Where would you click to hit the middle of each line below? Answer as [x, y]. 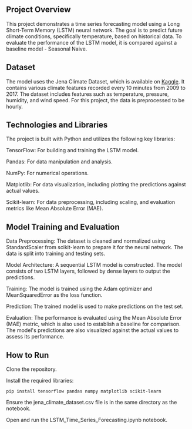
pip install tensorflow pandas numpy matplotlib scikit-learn [84, 391]
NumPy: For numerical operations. [48, 173]
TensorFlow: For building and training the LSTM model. [73, 150]
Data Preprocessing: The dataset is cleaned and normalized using [86, 241]
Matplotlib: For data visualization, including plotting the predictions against [96, 185]
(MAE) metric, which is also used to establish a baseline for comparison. [93, 324]
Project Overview [38, 10]
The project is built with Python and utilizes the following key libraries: [90, 139]
